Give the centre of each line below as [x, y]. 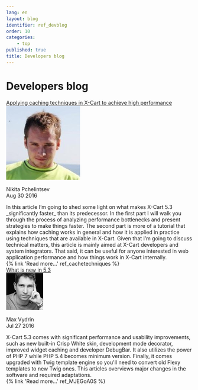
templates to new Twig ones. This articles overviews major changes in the [96, 368]
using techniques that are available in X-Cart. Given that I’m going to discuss [99, 238]
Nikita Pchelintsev [28, 189]
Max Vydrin [20, 319]
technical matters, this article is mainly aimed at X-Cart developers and [92, 244]
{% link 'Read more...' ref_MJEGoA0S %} [56, 381]
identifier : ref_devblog [37, 25]
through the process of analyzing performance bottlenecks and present [93, 220]
